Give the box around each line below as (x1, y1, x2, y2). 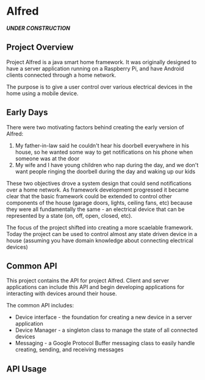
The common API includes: (6, 302, 74, 309)
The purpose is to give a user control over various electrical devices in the (6, 83, 193, 90)
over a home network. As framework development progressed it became (6, 186, 189, 193)
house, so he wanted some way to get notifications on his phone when (15, 148, 193, 156)
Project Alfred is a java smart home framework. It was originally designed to (6, 58, 197, 65)
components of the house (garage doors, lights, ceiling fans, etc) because (6, 199, 193, 206)
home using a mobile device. (6, 90, 79, 97)
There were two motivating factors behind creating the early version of (6, 123, 184, 131)
